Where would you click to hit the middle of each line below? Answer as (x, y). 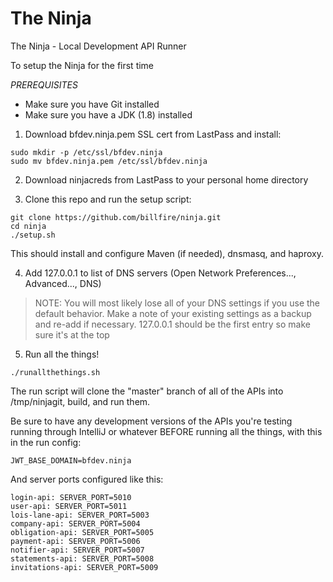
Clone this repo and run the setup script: (108, 199)
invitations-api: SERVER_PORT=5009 (84, 567)
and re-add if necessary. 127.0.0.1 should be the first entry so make (172, 324)
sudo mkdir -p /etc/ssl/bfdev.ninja (86, 152)
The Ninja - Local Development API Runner (98, 46)
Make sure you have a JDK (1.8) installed (108, 114)
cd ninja (28, 226)
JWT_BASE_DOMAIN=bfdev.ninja (71, 460)
